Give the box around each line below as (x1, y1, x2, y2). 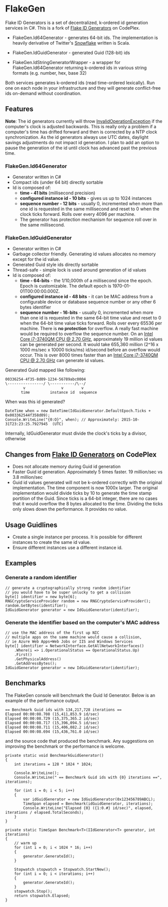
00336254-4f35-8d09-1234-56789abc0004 (5, 377, 86, 382)
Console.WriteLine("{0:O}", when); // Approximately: (5, 417, 120, 422)
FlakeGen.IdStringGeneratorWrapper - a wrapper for (12, 59, 121, 65)
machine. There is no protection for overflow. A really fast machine (19, 326, 158, 332)
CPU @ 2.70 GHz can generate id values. (19, 358, 105, 364)
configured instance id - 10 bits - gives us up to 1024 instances (19, 195, 152, 201)
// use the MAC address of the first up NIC (5, 630, 99, 635)
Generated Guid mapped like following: (5, 367, 85, 373)
